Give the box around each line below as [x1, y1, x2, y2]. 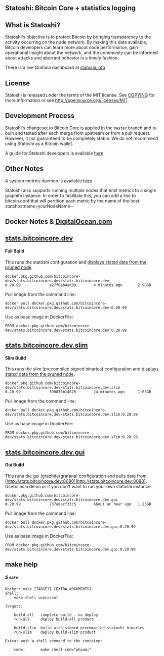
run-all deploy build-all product [14, 617, 94, 622]
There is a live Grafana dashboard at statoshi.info [5, 64, 105, 71]
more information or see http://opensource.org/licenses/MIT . [5, 98, 129, 103]
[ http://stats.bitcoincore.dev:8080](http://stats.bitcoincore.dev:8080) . [5, 478, 147, 484]
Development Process [5, 111, 75, 120]
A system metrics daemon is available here [5, 178, 93, 184]
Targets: [5, 604, 23, 609]
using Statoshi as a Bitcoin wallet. [5, 141, 74, 147]
